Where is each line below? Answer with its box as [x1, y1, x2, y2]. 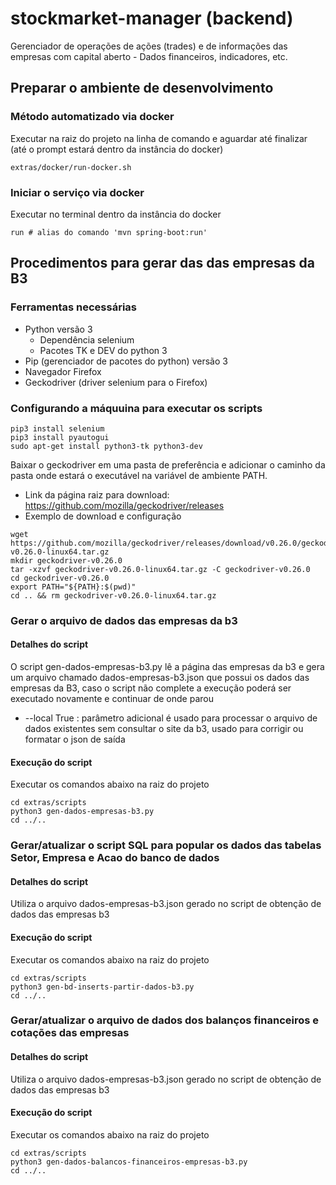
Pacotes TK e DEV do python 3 [39, 344, 168, 356]
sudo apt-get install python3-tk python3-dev [10, 441, 203, 451]
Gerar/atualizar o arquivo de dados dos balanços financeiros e [10, 1013, 320, 1027]
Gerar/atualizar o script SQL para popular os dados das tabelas [10, 838, 322, 852]
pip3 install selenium [10, 423, 105, 434]
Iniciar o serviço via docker [10, 185, 145, 199]
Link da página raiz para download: [24, 488, 170, 501]
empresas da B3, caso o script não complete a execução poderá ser [10, 682, 292, 694]
